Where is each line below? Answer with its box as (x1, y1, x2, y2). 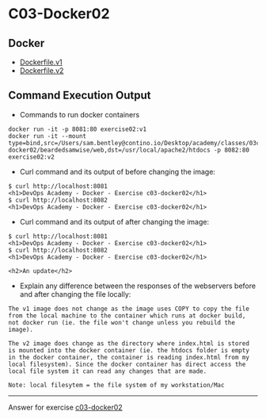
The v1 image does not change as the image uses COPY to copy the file (8, 305, 249, 313)
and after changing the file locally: (19, 289, 131, 298)
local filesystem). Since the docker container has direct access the (8, 360, 246, 368)
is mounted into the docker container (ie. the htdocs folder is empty (8, 346, 249, 354)
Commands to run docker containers (19, 110, 140, 119)
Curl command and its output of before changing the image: (19, 167, 216, 176)
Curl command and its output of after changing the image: (19, 217, 210, 226)
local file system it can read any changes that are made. (8, 367, 207, 375)
